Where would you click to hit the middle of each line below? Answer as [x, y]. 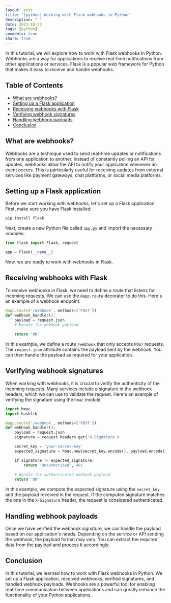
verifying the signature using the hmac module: [53, 399]
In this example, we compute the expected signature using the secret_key [82, 489]
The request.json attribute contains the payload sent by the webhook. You [83, 349]
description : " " [24, 19]
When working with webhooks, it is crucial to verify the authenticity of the [83, 383]
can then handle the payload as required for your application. [69, 355]
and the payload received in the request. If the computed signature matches [85, 495]
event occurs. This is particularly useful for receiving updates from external [84, 170]
